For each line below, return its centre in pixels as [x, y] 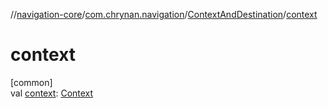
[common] [31, 82]
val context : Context [52, 93]
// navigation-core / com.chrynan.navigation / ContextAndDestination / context [164, 14]
